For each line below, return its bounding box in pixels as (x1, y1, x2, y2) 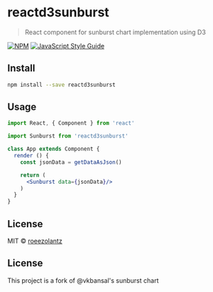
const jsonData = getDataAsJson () (20, 158, 122, 166)
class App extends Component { (7, 145, 100, 153)
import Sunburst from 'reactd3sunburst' (7, 132, 129, 140)
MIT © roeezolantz (7, 236, 62, 245)
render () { (13, 152, 50, 160)
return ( (20, 172, 46, 179)
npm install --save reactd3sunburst (7, 81, 116, 88)
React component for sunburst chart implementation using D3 (24, 28, 206, 36)
